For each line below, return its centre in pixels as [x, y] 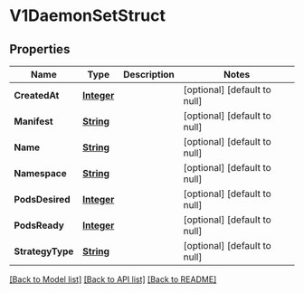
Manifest [33, 121]
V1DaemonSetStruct [87, 16]
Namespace [41, 173]
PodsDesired [42, 199]
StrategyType [44, 251]
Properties [40, 49]
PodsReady [39, 225]
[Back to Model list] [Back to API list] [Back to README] [113, 279]
